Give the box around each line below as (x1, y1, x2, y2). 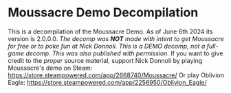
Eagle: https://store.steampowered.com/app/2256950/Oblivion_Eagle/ (8, 78, 207, 86)
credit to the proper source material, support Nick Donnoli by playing (8, 56, 203, 64)
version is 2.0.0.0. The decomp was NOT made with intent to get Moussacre (8, 34, 224, 42)
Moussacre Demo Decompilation (8, 5, 199, 21)
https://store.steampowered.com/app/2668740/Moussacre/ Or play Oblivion (8, 70, 224, 79)
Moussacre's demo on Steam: (8, 64, 93, 72)
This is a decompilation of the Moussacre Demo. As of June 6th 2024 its (8, 27, 213, 36)
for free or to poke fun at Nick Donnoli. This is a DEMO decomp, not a (8, 42, 206, 50)
